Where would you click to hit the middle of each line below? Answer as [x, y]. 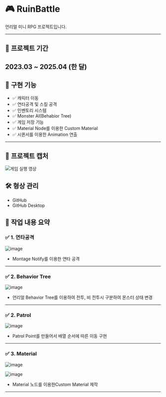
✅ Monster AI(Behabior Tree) [42, 116]
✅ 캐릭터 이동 [25, 98]
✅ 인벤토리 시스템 [29, 110]
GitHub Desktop [29, 205]
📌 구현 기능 [21, 85]
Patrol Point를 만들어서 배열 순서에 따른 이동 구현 [60, 336]
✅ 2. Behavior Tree [28, 277]
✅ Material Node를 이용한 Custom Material [55, 128]
